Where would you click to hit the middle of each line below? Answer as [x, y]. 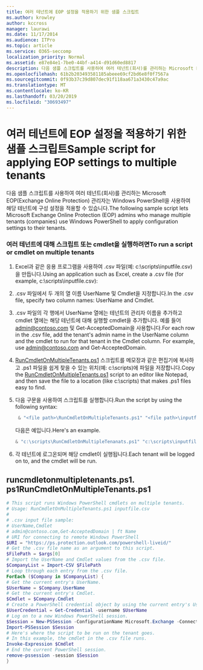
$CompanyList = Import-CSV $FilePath [54, 565]
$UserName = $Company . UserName [46, 588]
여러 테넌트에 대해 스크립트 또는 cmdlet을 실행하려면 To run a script [100, 244]
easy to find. [31, 387]
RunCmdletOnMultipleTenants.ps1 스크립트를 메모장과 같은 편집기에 [96, 360]
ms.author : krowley [31, 18]
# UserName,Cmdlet [29, 526]
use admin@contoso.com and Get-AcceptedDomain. [81, 347]
